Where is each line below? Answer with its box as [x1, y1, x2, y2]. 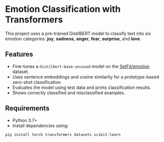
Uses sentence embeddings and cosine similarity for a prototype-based [12, 73, 160, 80]
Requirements [5, 104, 50, 113]
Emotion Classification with [5, 3, 121, 15]
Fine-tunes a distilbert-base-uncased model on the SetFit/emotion [12, 63, 150, 69]
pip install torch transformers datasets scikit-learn [5, 132, 121, 137]
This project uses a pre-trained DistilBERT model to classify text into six [5, 30, 151, 36]
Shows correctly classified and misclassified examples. [12, 89, 125, 95]
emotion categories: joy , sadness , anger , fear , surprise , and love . [5, 36, 141, 42]
